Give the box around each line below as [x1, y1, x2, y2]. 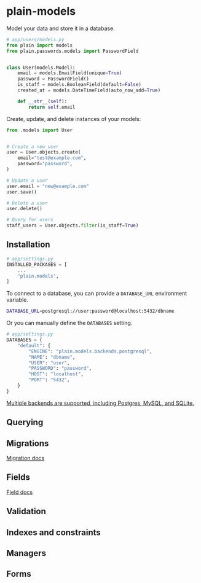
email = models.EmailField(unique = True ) [17, 70, 122, 76]
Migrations [6, 438, 49, 448]
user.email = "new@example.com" [6, 183, 89, 189]
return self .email [28, 104, 76, 110]
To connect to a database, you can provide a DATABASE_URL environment [6, 290, 187, 297]
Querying [6, 417, 44, 428]
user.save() [6, 189, 37, 195]
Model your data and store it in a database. [6, 25, 115, 32]
